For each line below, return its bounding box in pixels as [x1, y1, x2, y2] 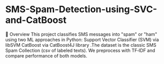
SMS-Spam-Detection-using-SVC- [5, 4, 157, 15]
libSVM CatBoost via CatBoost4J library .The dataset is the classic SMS [5, 42, 156, 48]
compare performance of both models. [5, 52, 88, 59]
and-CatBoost [5, 14, 67, 26]
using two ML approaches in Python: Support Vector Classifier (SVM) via [5, 37, 159, 43]
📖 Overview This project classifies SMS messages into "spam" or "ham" [5, 31, 157, 37]
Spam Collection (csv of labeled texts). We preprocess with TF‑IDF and [5, 47, 155, 53]
